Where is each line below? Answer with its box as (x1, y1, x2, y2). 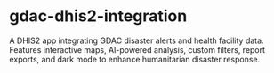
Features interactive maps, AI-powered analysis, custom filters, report (9, 44, 265, 55)
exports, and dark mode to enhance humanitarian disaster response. (9, 54, 261, 64)
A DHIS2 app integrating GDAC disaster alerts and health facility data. (9, 35, 264, 46)
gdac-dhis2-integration (9, 6, 188, 26)
